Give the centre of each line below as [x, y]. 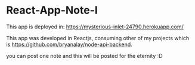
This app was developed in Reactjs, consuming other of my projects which [98, 38]
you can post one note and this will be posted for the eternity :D [84, 56]
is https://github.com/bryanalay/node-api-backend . [69, 44]
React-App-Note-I [52, 10]
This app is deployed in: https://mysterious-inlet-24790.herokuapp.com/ [95, 27]
